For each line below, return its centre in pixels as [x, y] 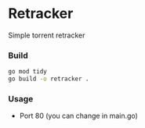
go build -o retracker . [49, 79]
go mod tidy [27, 72]
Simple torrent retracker [47, 35]
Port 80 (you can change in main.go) [79, 116]
